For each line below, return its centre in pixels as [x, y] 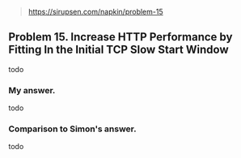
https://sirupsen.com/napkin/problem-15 [95, 12]
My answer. [32, 90]
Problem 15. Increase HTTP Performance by [120, 37]
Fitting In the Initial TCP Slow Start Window [118, 50]
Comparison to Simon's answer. [72, 129]
